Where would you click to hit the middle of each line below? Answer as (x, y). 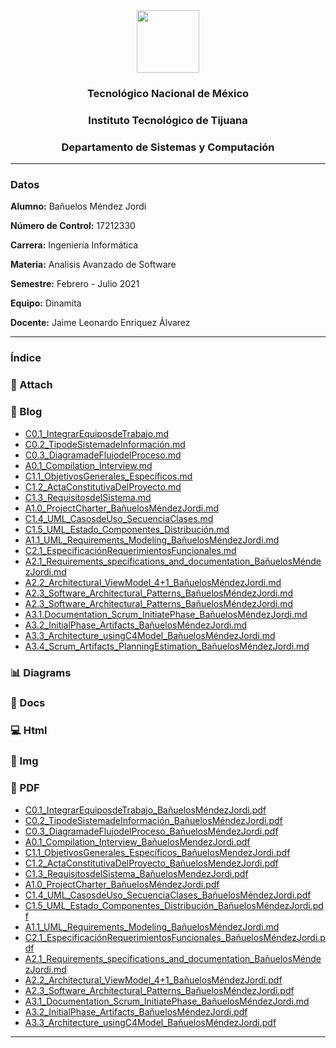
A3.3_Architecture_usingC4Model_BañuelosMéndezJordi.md (150, 635)
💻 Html (29, 731)
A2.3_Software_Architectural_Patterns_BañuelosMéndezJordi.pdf (159, 990)
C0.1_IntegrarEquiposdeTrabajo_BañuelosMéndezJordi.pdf (145, 810)
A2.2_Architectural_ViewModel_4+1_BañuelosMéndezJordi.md (153, 582)
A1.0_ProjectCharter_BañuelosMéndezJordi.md (122, 508)
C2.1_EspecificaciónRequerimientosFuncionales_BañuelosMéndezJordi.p (175, 937)
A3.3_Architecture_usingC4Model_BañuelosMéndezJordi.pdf (150, 1022)
